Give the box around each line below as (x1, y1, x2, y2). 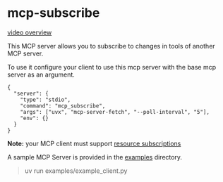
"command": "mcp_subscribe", (20, 102, 106, 110)
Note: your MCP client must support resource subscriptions (7, 139, 181, 148)
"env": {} (20, 115, 49, 122)
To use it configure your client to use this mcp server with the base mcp (7, 63, 217, 71)
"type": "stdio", (20, 96, 71, 103)
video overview (7, 28, 52, 37)
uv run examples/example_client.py (24, 167, 128, 175)
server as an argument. (7, 70, 76, 79)
